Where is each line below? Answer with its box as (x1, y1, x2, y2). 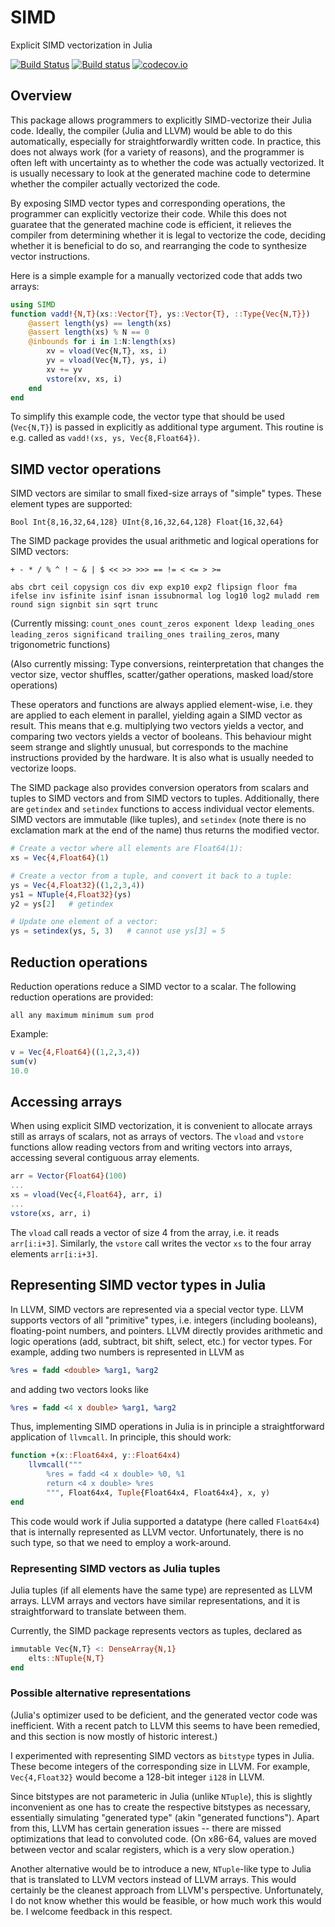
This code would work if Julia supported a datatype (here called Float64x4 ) (10, 1515, 320, 1527)
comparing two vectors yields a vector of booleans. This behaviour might (10, 731, 312, 743)
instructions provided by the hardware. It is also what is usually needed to (10, 752, 314, 764)
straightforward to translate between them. (10, 1605, 187, 1617)
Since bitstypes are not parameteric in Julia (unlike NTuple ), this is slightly (10, 1790, 313, 1802)
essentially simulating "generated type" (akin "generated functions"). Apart (10, 1811, 320, 1823)
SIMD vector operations (10, 461, 162, 478)
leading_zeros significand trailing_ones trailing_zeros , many (10, 628, 280, 640)
